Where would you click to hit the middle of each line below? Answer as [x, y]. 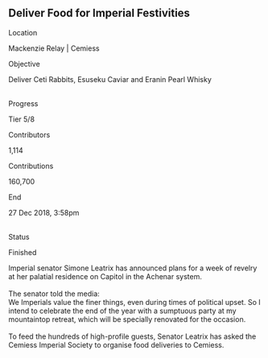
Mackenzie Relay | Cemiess [54, 48]
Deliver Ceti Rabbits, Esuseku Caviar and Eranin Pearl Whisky [110, 79]
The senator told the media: [54, 294]
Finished [23, 252]
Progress [23, 103]
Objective [24, 64]
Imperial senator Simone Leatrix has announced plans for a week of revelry [133, 268]
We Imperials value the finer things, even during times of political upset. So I [134, 302]
